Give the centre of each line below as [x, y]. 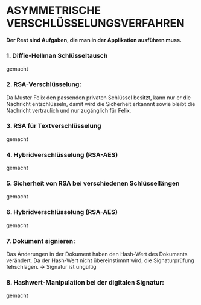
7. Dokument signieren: [41, 241]
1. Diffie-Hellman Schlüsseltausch [57, 55]
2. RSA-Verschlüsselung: [44, 84]
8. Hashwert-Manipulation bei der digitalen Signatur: [85, 282]
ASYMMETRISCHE [54, 11]
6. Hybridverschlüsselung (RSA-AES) [62, 212]
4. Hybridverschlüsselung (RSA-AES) [62, 154]
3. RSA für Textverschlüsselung [54, 126]
